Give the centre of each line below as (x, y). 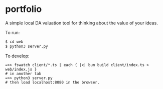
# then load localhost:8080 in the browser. (52, 82)
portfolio (24, 9)
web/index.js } (21, 69)
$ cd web (14, 42)
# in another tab (23, 74)
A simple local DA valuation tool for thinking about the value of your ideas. (81, 23)
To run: (13, 32)
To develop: (17, 56)
